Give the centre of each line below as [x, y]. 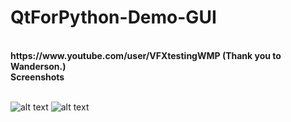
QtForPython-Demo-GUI [113, 17]
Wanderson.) [38, 66]
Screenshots [37, 77]
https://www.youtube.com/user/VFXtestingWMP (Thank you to [146, 55]
